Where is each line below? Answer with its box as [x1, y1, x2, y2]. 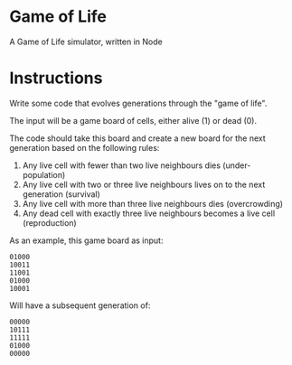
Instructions [9, 68, 103, 89]
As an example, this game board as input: [9, 235, 164, 246]
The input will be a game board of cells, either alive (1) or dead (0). [9, 115, 258, 126]
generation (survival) [22, 188, 101, 200]
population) [22, 169, 66, 180]
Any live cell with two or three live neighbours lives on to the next [22, 179, 266, 190]
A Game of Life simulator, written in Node [9, 36, 163, 47]
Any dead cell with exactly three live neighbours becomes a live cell [22, 208, 276, 219]
